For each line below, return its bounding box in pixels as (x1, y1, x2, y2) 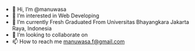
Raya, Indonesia (11, 25, 53, 32)
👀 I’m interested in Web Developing (11, 12, 100, 19)
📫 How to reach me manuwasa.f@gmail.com (11, 38, 125, 45)
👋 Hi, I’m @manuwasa (11, 6, 66, 13)
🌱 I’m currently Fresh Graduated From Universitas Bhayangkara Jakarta (11, 19, 190, 25)
